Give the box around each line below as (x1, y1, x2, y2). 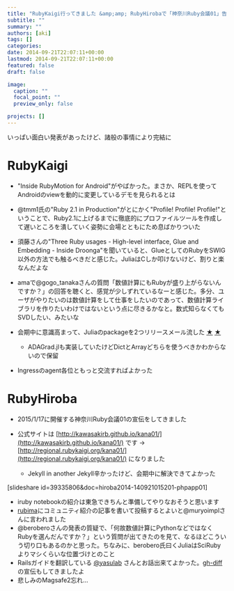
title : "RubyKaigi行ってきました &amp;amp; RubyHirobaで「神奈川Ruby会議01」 (7, 10, 222, 17)
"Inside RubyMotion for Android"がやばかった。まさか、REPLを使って (17, 182, 217, 190)
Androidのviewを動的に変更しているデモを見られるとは (17, 190, 175, 198)
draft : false (7, 68, 45, 75)
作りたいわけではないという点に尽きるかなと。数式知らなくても (41, 304, 225, 313)
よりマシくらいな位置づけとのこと (17, 549, 116, 558)
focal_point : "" (13, 94, 61, 101)
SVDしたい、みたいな (17, 313, 79, 321)
